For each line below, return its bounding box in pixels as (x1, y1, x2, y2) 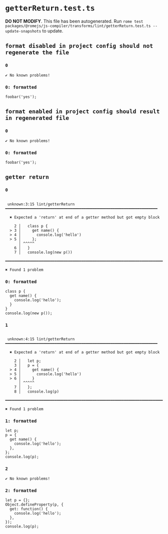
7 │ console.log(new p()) (14, 250, 72, 255)
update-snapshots (5, 28, 41, 33)
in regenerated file (5, 114, 69, 122)
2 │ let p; (14, 359, 41, 364)
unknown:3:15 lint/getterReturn (7, 201, 75, 207)
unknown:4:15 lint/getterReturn (7, 337, 75, 342)
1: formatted (5, 418, 37, 424)
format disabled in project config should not (5, 42, 153, 49)
